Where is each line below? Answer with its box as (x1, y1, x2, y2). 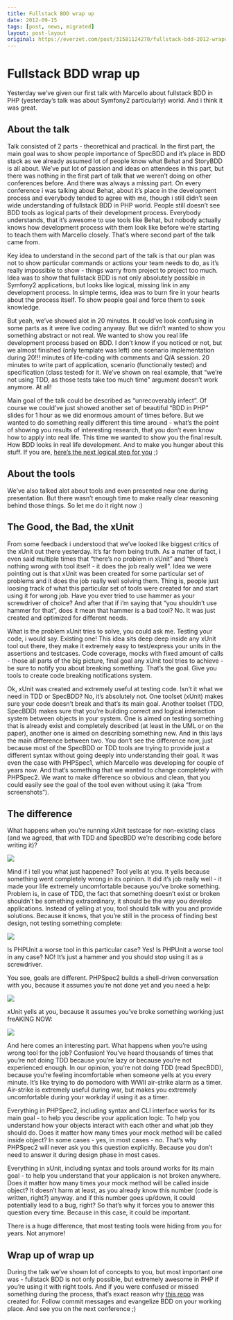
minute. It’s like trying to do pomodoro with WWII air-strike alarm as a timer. (7, 1078, 223, 1087)
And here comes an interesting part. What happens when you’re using (7, 1042, 207, 1050)
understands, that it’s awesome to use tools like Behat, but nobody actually (7, 216, 221, 224)
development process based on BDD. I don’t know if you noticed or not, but (7, 338, 223, 347)
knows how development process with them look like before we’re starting (7, 223, 220, 231)
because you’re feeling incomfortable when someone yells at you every (7, 1071, 212, 1079)
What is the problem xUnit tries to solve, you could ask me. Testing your (7, 627, 213, 635)
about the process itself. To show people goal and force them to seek (7, 296, 205, 304)
